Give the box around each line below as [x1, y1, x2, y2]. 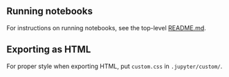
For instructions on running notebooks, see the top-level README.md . [6, 23, 207, 32]
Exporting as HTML [6, 44, 91, 56]
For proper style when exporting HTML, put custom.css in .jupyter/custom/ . [6, 62, 223, 70]
